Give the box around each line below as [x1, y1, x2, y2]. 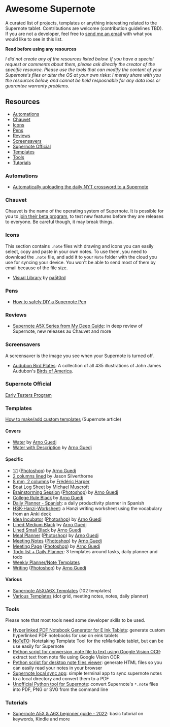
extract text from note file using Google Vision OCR [12, 654, 120, 660]
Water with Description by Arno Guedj [12, 445, 92, 451]
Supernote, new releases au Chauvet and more [12, 328, 112, 334]
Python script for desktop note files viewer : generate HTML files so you [12, 659, 162, 666]
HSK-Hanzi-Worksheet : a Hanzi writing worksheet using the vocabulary [12, 505, 162, 511]
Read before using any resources [5, 46, 77, 52]
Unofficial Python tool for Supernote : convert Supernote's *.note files [12, 681, 158, 687]
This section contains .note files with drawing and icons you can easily [5, 243, 154, 249]
